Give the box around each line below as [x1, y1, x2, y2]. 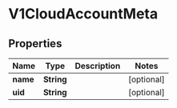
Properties [8, 37, 62, 50]
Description [74, 61, 121, 71]
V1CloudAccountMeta [8, 5, 159, 23]
